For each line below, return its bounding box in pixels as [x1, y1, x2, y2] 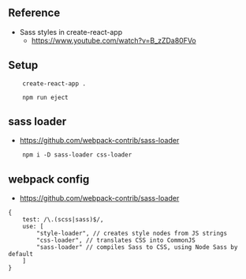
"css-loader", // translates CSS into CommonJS [36, 236, 196, 244]
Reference [8, 6, 61, 20]
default [8, 251, 34, 258]
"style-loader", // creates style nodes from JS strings [36, 229, 227, 238]
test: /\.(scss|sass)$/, [22, 216, 104, 224]
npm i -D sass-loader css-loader [22, 151, 132, 159]
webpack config [8, 172, 90, 186]
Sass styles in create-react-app [19, 27, 123, 36]
